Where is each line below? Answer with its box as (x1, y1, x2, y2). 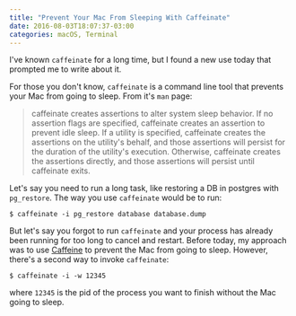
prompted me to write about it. (9, 64, 122, 75)
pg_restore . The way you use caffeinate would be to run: (9, 192, 222, 203)
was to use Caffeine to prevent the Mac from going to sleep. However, (9, 244, 269, 256)
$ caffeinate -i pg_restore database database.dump (9, 210, 206, 219)
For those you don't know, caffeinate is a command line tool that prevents (9, 82, 284, 92)
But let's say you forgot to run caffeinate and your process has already (9, 225, 274, 236)
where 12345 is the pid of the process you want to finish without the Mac (9, 287, 276, 298)
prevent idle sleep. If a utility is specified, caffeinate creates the (30, 127, 266, 138)
